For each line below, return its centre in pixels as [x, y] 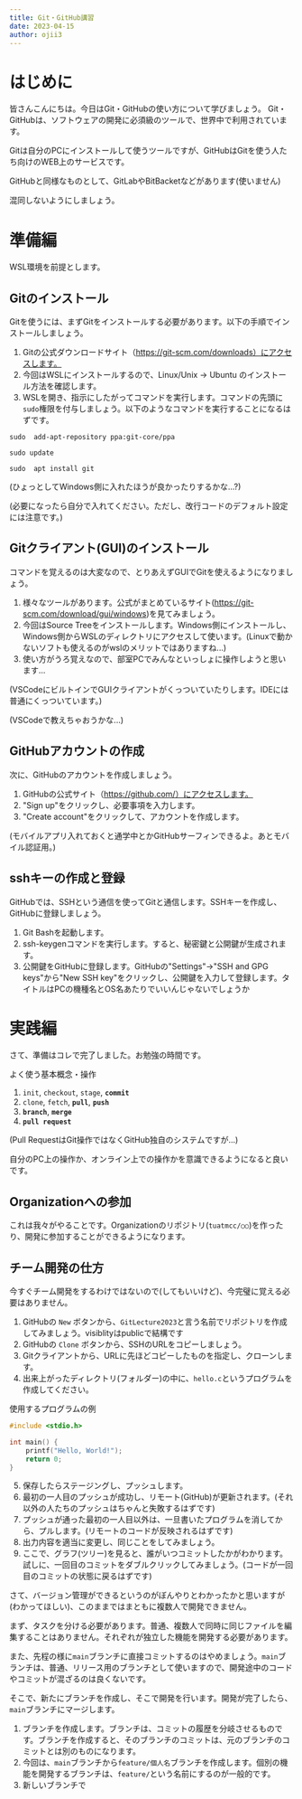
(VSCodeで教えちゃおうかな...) [67, 720]
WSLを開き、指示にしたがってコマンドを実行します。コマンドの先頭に [153, 398]
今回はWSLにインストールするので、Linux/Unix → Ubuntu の [135, 375]
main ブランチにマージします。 [64, 1710]
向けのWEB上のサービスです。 [73, 162]
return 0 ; [44, 1459]
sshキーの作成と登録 [67, 878]
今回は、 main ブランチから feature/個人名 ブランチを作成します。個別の [151, 1763]
